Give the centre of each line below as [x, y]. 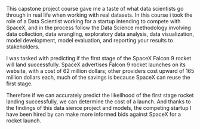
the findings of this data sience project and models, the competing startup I [99, 108]
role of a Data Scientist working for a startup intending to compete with [93, 21]
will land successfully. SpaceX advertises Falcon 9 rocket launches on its [96, 64]
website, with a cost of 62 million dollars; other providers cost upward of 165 [100, 71]
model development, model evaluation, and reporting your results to [90, 40]
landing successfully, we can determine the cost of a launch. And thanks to [99, 102]
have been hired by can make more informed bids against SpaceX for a [93, 114]
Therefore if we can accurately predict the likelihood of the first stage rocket [100, 95]
